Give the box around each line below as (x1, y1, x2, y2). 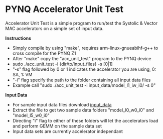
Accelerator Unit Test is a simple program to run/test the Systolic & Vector (5, 20, 158, 26)
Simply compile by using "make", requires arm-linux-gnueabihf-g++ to (12, 45, 158, 51)
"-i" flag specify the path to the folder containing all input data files (12, 77, 151, 83)
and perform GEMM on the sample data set (12, 123, 102, 129)
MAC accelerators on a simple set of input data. (5, 25, 104, 31)
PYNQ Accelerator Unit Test (5, 4, 124, 15)
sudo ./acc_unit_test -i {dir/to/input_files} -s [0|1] (12, 61, 113, 67)
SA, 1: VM (12, 71, 33, 77)
